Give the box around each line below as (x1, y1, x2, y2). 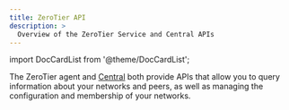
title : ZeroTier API (9, 13, 87, 22)
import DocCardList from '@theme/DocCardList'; (9, 55, 190, 65)
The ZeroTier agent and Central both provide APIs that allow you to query (9, 72, 281, 82)
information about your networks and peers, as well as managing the (9, 81, 264, 92)
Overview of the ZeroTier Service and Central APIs (17, 30, 215, 38)
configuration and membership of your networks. (9, 90, 191, 101)
